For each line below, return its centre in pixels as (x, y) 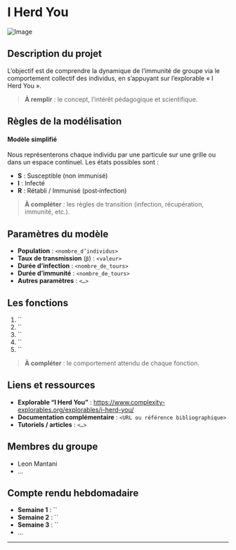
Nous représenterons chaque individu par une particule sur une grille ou (112, 155)
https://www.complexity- (130, 402)
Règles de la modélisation (65, 121)
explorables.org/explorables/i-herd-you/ (76, 410)
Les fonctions (38, 303)
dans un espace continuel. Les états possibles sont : (83, 162)
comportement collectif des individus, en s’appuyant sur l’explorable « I (110, 78)
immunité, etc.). (47, 212)
